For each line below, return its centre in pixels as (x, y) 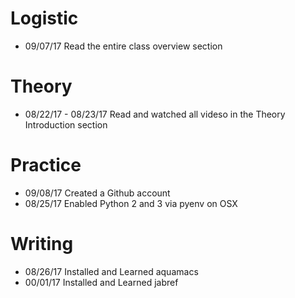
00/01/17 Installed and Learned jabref (101, 282)
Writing (42, 244)
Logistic (44, 18)
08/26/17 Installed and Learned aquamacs (111, 271)
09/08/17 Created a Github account (97, 193)
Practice (46, 165)
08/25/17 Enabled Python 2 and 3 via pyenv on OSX (131, 203)
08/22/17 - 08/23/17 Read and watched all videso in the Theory (155, 114)
